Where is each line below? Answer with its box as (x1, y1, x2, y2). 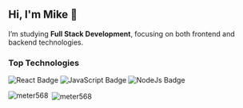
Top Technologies (8, 57, 80, 68)
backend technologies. (8, 37, 84, 47)
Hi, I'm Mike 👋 (8, 8, 78, 21)
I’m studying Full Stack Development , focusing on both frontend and (8, 29, 235, 38)
